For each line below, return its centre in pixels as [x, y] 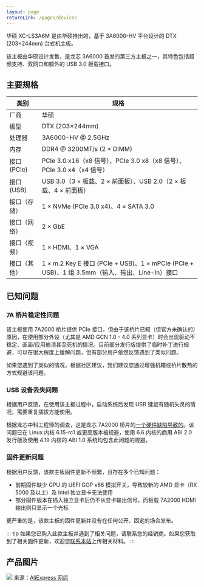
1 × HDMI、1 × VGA [70, 248]
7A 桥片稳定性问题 [33, 315]
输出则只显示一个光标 [42, 507]
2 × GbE [53, 227]
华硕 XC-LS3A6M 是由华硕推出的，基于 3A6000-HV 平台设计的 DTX [92, 36]
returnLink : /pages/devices [42, 18]
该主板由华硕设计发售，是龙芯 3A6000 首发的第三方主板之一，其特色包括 [98, 56]
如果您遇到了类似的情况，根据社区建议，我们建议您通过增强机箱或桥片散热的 [102, 365]
